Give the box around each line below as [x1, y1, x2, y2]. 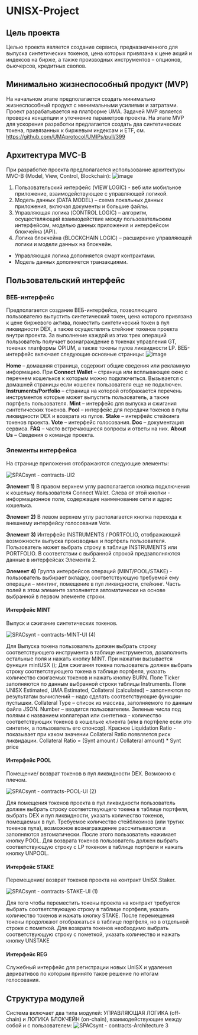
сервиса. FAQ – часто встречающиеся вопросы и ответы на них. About [6, 425, 186, 432]
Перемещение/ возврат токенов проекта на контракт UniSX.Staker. [6, 876, 176, 884]
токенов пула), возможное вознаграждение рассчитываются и [6, 825, 166, 832]
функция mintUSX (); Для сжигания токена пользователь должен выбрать [6, 661, 193, 668]
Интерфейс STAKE [6, 863, 54, 870]
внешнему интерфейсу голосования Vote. [6, 519, 112, 526]
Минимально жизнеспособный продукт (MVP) [6, 79, 189, 90]
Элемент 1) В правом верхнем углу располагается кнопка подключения [6, 483, 190, 490]
